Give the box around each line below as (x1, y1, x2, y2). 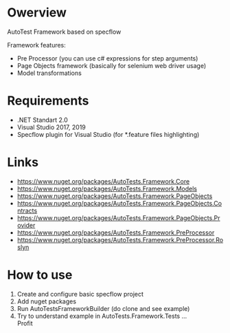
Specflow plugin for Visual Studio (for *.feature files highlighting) (16, 130, 200, 138)
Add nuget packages (16, 297, 77, 305)
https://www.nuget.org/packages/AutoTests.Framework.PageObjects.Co (16, 199, 222, 207)
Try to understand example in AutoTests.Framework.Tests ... (16, 312, 187, 320)
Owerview (7, 5, 67, 21)
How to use (7, 267, 73, 283)
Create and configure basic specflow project (16, 290, 144, 298)
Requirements (7, 93, 89, 109)
